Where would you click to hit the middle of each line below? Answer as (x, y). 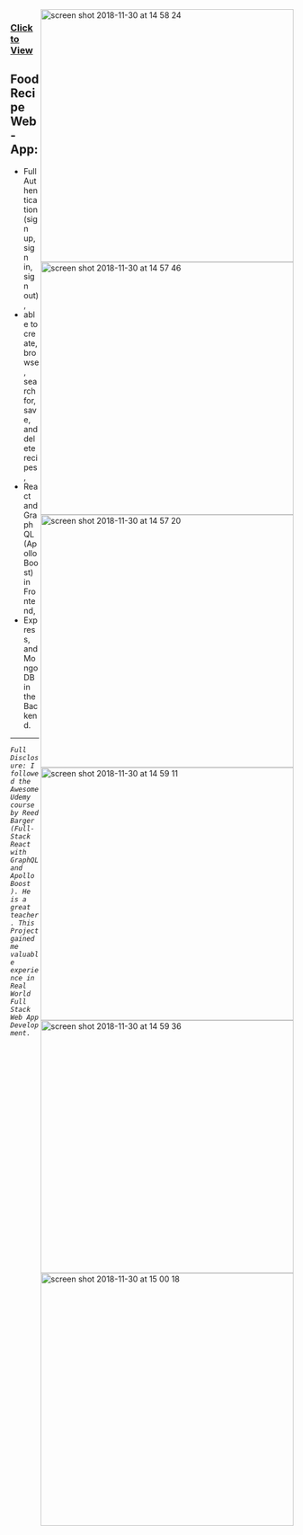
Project (25, 931)
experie (25, 970)
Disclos (25, 758)
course (22, 805)
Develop (25, 1025)
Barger (22, 821)
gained (22, 938)
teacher (25, 915)
